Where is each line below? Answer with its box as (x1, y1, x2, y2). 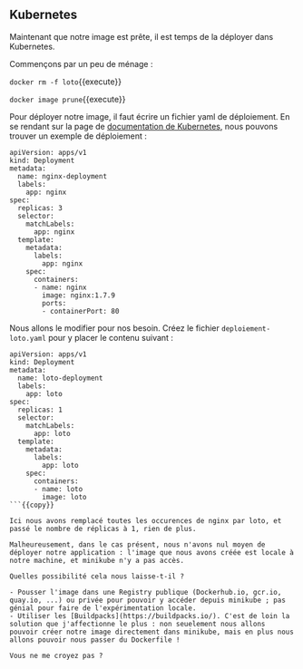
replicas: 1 (17, 405, 64, 414)
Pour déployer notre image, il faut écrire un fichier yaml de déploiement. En (9, 111, 290, 121)
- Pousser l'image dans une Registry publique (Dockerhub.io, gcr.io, (9, 587, 282, 596)
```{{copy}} (9, 500, 54, 509)
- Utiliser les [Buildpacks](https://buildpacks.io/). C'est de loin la (9, 611, 290, 620)
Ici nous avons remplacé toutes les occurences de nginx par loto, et (9, 516, 282, 525)
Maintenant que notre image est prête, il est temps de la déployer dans (9, 31, 274, 42)
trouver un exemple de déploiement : (9, 131, 147, 141)
